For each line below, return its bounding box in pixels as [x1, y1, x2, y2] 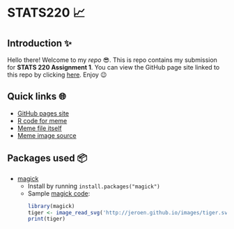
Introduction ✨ [7, 37, 72, 49]
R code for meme [17, 116, 68, 125]
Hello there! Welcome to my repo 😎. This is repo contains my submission [7, 56, 218, 64]
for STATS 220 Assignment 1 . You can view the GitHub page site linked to [7, 63, 220, 71]
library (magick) [27, 203, 75, 210]
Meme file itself [17, 124, 62, 132]
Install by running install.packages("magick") [27, 182, 160, 190]
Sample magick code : [27, 189, 91, 198]
